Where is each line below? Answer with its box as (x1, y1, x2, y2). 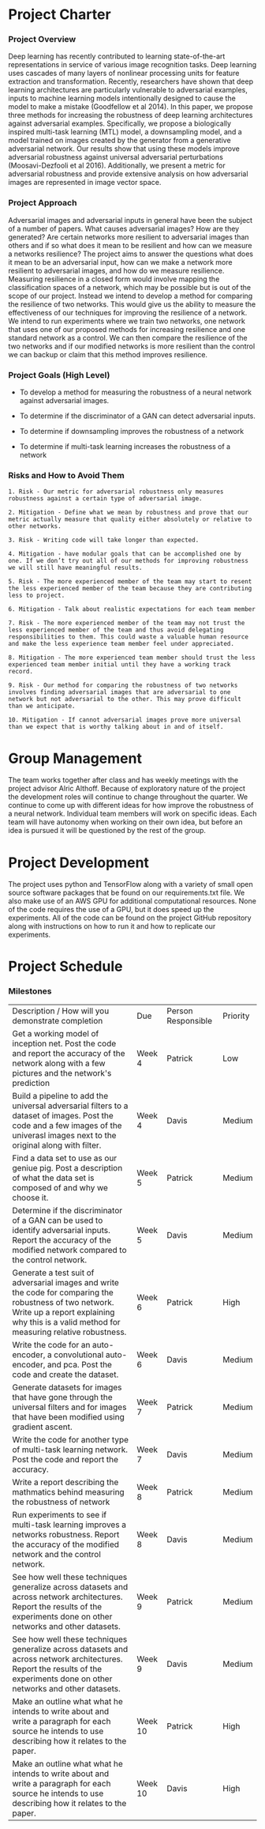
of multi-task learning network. (12, 1444, 129, 1455)
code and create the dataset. (12, 1369, 119, 1380)
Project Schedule (8, 958, 123, 975)
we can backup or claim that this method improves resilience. (8, 349, 207, 359)
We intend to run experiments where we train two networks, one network (8, 316, 246, 326)
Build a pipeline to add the (12, 1090, 109, 1101)
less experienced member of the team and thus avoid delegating (8, 626, 224, 634)
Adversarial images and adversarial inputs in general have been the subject (8, 215, 253, 224)
